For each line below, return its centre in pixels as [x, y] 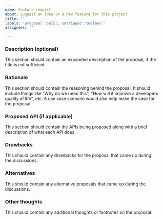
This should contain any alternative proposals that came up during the [75, 184]
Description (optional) [32, 49]
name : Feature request [28, 10]
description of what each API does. [40, 132]
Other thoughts [24, 201]
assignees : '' [20, 28]
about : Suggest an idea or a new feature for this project [66, 14]
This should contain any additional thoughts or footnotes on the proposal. [79, 212]
